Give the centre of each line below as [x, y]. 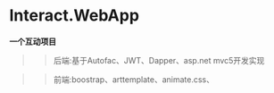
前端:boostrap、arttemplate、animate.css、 [133, 79]
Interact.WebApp [75, 16]
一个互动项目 [33, 41]
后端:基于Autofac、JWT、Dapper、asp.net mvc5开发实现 [159, 60]
